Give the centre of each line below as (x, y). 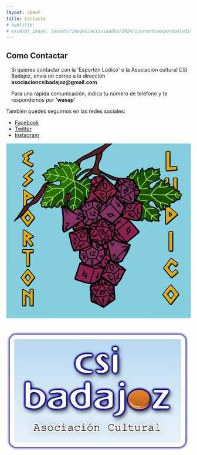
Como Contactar (37, 56)
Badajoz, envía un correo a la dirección (58, 76)
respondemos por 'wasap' (43, 100)
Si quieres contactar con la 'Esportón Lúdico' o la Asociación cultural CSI (99, 70)
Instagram (27, 135)
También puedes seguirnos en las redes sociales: (66, 111)
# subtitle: (21, 25)
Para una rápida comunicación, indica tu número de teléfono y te (90, 93)
